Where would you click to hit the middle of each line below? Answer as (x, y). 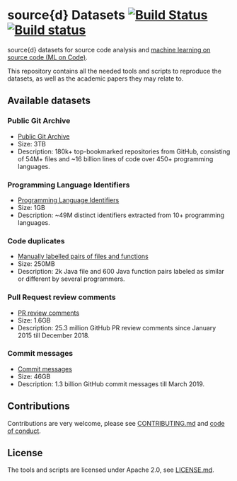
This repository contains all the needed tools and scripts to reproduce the (114, 71)
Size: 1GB (31, 207)
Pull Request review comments (62, 297)
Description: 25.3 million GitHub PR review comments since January (117, 328)
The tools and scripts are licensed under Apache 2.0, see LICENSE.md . (111, 470)
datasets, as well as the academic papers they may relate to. (96, 79)
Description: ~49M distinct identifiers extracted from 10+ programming (121, 215)
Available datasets (49, 101)
